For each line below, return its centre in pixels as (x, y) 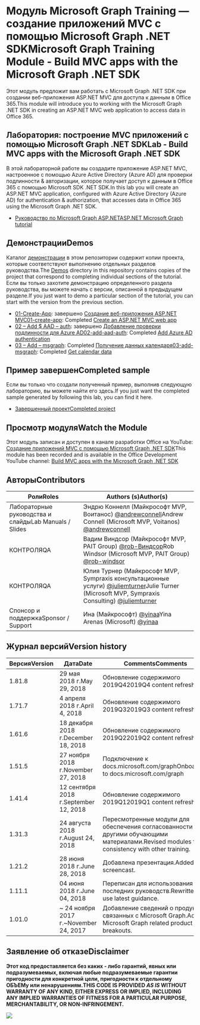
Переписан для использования (148, 883)
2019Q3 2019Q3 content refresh (149, 709)
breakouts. (118, 930)
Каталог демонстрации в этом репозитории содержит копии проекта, (95, 257)
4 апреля (73, 698)
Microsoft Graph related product (148, 923)
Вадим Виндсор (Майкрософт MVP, (135, 539)
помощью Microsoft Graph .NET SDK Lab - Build (97, 145)
